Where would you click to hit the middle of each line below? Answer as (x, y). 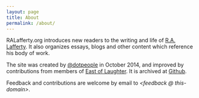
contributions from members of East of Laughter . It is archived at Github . (96, 71)
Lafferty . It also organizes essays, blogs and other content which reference (100, 47)
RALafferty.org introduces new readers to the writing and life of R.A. (91, 41)
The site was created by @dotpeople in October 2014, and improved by (95, 65)
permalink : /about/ (31, 23)
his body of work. (28, 53)
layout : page (23, 12)
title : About (23, 18)
